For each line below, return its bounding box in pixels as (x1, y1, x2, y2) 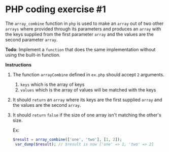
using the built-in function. (5, 52, 61, 58)
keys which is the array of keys (20, 81, 85, 87)
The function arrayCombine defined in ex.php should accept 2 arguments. (12, 71, 164, 77)
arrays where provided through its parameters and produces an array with (5, 25, 161, 32)
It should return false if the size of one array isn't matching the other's (12, 112, 161, 118)
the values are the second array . (12, 102, 81, 108)
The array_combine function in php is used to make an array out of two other (5, 20, 164, 26)
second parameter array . (5, 37, 58, 43)
